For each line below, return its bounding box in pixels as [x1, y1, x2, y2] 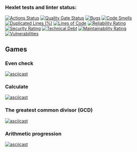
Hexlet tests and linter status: [5, 4, 77, 11]
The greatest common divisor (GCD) [5, 107, 93, 114]
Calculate [5, 83, 28, 90]
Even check [5, 60, 33, 66]
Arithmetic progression [5, 130, 62, 137]
